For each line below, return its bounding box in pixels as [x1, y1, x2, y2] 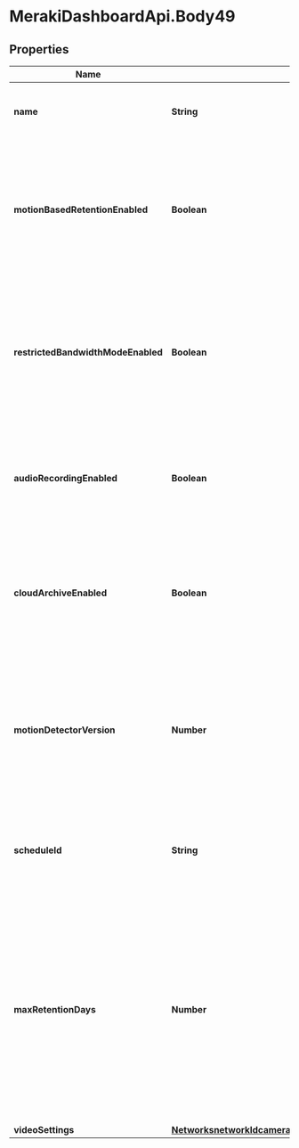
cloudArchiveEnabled [13, 586, 108, 599]
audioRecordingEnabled [13, 472, 118, 484]
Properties [9, 42, 69, 57]
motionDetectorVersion [13, 724, 116, 736]
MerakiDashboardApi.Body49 [9, 6, 236, 27]
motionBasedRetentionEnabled [13, 203, 149, 216]
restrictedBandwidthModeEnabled [13, 346, 163, 358]
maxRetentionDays [13, 1004, 96, 1015]
